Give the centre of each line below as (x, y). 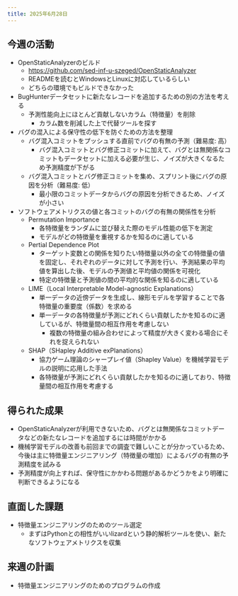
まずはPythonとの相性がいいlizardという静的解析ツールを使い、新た (127, 534)
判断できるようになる (49, 482)
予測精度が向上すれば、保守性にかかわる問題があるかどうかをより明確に (123, 473)
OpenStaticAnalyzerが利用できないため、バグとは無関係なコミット (115, 429)
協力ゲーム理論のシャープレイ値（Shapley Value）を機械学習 (127, 360)
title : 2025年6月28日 (38, 14)
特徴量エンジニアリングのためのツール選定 (80, 525)
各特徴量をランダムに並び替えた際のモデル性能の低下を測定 (126, 228)
